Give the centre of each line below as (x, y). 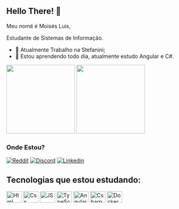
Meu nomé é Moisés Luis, (39, 26)
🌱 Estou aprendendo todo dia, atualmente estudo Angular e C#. (95, 56)
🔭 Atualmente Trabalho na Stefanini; (60, 50)
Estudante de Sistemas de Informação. (55, 38)
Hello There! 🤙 (34, 11)
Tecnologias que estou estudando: (74, 180)
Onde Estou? (26, 147)
